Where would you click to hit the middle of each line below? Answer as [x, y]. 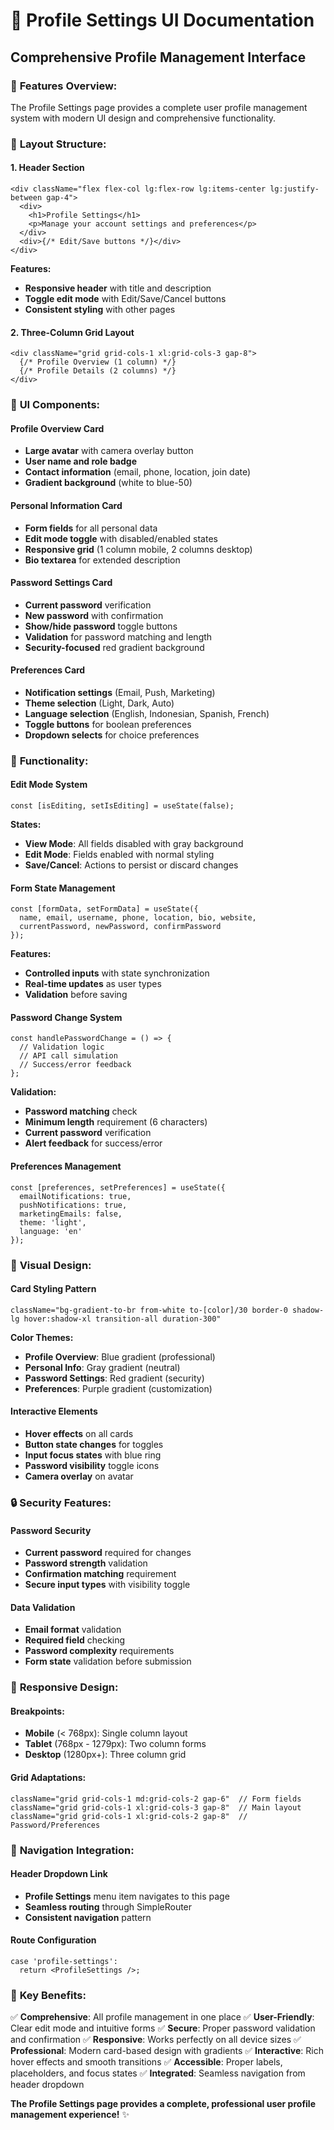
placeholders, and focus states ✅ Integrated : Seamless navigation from [158, 2073]
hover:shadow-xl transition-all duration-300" [122, 1319]
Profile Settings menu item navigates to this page [127, 1896]
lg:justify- [294, 189]
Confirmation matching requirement [100, 1574]
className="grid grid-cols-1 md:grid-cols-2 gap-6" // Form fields [156, 1799]
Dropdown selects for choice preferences [112, 735]
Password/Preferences [55, 1825]
